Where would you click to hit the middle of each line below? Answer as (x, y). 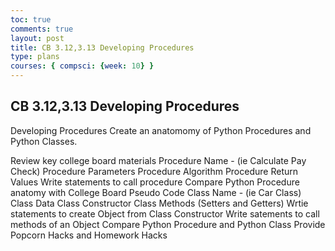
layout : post (37, 38)
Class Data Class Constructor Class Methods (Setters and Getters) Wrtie (159, 203)
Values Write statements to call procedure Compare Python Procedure (155, 182)
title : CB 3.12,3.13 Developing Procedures (102, 47)
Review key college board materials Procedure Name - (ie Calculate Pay (158, 160)
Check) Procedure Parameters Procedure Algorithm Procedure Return (154, 171)
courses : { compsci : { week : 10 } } (82, 66)
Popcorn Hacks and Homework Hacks (89, 235)
